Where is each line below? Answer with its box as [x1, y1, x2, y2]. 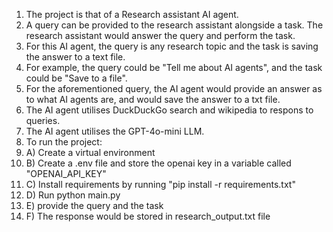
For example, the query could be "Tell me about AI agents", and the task [25, 62, 323, 73]
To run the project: [25, 136, 103, 148]
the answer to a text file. [25, 51, 126, 63]
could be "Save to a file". [25, 72, 128, 84]
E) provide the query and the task [25, 200, 164, 211]
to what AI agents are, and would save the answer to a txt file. [25, 94, 281, 105]
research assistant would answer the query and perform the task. [25, 30, 296, 41]
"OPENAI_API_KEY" [25, 168, 107, 179]
